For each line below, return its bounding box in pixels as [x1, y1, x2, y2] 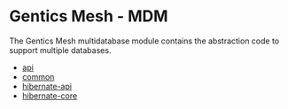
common [21, 71, 55, 82]
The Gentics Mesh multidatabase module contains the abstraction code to [9, 35, 280, 46]
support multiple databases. [9, 44, 112, 55]
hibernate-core [21, 90, 78, 101]
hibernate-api [21, 81, 73, 91]
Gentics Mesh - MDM [9, 6, 168, 27]
